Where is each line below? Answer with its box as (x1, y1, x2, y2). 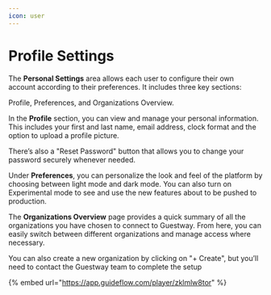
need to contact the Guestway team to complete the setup (8, 262, 202, 272)
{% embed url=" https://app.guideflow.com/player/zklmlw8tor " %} (8, 277, 227, 287)
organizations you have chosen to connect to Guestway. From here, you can (8, 220, 262, 230)
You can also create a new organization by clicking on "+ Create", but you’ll (8, 253, 259, 263)
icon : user (8, 11, 45, 20)
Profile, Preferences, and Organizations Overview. (8, 98, 175, 107)
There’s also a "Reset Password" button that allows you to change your (8, 146, 244, 156)
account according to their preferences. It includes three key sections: (8, 82, 242, 91)
